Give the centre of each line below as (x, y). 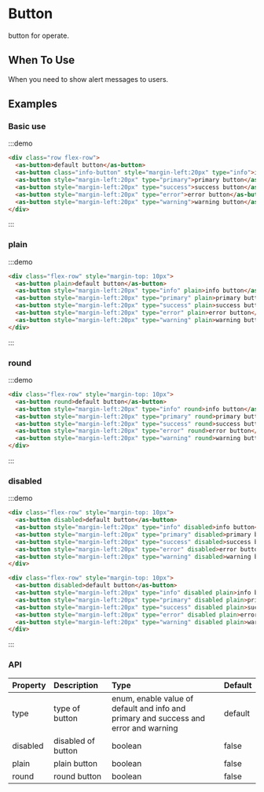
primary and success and (158, 718)
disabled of (75, 741)
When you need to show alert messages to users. (88, 79)
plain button (76, 763)
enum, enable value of (152, 698)
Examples (33, 104)
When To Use (42, 60)
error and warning (145, 727)
